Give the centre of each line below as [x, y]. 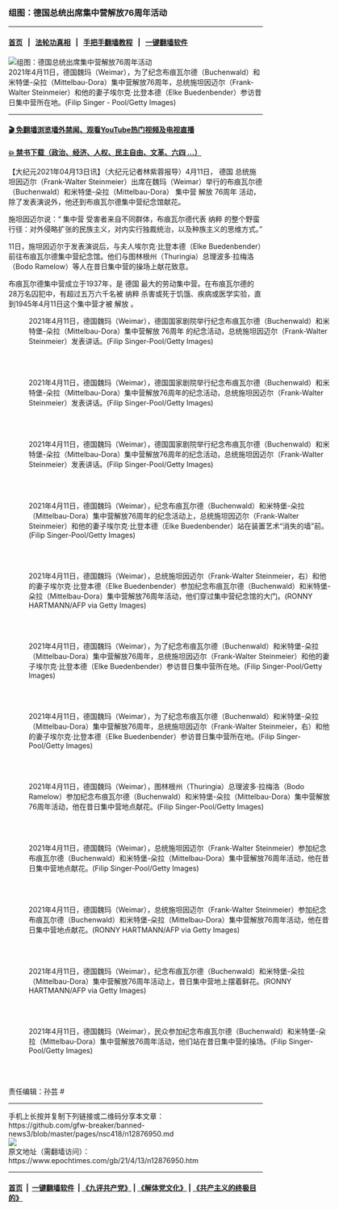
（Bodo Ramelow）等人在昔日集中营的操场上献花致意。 [100, 267]
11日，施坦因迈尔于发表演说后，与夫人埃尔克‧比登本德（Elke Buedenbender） [135, 246]
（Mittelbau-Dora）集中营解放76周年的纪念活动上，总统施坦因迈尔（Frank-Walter [164, 516]
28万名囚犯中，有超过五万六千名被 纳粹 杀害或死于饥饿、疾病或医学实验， [132, 294]
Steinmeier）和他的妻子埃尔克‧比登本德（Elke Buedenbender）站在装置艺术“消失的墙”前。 [178, 526]
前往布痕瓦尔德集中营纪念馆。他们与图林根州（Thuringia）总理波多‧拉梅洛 [131, 257]
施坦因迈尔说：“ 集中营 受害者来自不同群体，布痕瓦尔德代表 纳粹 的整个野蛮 [134, 219]
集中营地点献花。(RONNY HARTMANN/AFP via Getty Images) [138, 930]
